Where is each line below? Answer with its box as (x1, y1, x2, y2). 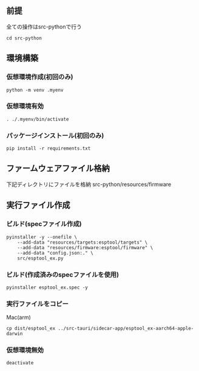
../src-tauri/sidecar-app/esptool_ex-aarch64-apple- (58, 326, 194, 332)
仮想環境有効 (6, 102, 44, 110)
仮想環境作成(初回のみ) (6, 73, 73, 81)
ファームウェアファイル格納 (6, 163, 110, 174)
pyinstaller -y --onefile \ (6, 234, 78, 240)
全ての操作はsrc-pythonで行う (6, 23, 82, 30)
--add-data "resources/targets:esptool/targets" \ (17, 239, 148, 246)
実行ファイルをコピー (6, 299, 69, 308)
